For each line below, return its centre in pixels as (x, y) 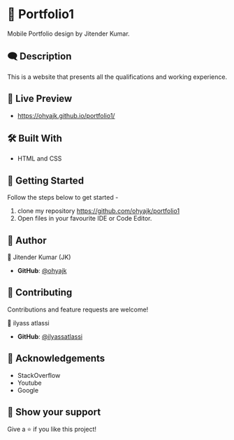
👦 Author (27, 240)
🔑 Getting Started (46, 181)
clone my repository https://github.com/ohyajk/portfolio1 (98, 211)
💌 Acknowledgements (56, 359)
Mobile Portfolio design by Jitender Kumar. (69, 34)
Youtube (29, 383)
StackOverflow (39, 375)
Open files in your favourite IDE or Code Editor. (85, 219)
